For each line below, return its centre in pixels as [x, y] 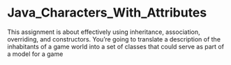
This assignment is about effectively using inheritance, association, [104, 32]
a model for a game [35, 54]
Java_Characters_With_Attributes [107, 13]
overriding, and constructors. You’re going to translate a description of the [114, 39]
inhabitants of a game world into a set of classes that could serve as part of [116, 46]
